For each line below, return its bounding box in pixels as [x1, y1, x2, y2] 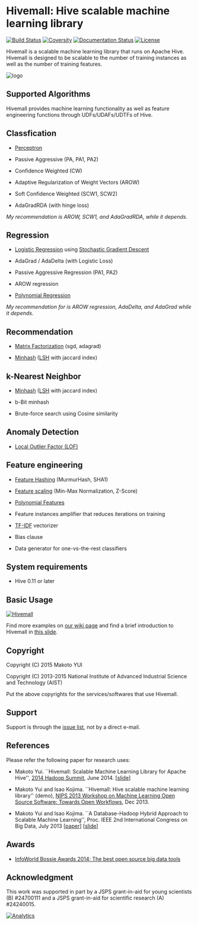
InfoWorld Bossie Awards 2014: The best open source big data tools [14, 855, 181, 862]
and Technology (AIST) [6, 679, 63, 686]
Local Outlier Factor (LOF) [14, 443, 78, 450]
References [6, 741, 50, 751]
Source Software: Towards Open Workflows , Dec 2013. [14, 798, 149, 805]
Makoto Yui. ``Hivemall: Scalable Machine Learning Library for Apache [14, 768, 187, 775]
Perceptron [14, 144, 43, 151]
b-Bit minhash [14, 398, 49, 406]
